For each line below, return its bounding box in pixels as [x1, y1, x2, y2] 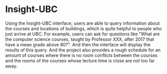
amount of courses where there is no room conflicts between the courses [5, 52, 157, 58]
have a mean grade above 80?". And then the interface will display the [5, 41, 151, 47]
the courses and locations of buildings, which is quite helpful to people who [5, 25, 162, 31]
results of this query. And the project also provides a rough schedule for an [5, 47, 161, 53]
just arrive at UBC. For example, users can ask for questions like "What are [5, 31, 160, 37]
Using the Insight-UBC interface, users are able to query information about [5, 20, 160, 26]
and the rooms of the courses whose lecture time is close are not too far [5, 57, 155, 63]
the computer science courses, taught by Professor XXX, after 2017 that [5, 36, 154, 42]
